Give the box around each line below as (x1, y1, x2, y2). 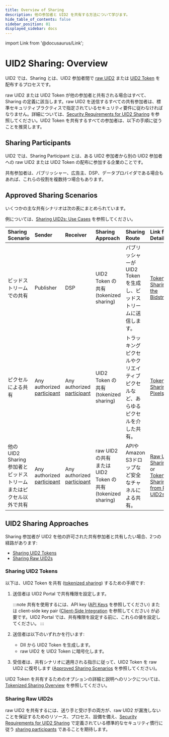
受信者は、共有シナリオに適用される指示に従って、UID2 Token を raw (12, 659, 157, 665)
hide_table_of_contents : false (5, 17, 71, 22)
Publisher (34, 284, 57, 291)
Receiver (65, 231, 87, 238)
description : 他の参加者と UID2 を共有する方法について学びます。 (5, 12, 130, 17)
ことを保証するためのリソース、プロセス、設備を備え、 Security (5, 714, 137, 720)
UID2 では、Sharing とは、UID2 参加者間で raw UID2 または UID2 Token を (5, 75, 160, 81)
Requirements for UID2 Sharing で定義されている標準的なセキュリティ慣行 (5, 720, 159, 726)
